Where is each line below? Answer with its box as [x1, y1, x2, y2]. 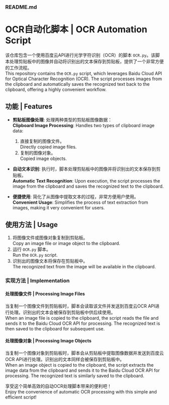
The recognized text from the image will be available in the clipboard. [12, 264, 156, 270]
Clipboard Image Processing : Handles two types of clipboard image [12, 122, 155, 128]
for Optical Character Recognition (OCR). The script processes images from [5, 76, 162, 82]
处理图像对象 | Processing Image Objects [5, 338, 92, 344]
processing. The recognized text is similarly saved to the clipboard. [5, 372, 144, 379]
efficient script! [5, 394, 37, 400]
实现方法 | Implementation [5, 277, 70, 284]
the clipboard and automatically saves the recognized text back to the [5, 81, 150, 87]
